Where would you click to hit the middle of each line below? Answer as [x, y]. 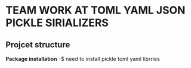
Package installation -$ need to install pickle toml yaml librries [83, 59]
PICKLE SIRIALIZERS [57, 23]
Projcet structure [38, 45]
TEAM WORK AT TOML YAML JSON [95, 10]
